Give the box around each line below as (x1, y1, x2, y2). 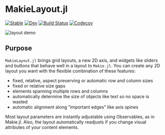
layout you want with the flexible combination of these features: (5, 68, 136, 74)
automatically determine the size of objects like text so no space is (12, 93, 150, 99)
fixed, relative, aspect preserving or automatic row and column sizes (12, 77, 154, 83)
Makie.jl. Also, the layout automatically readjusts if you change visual (5, 119, 147, 125)
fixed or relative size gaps (12, 83, 66, 89)
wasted (12, 99, 28, 105)
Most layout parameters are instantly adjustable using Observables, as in (5, 114, 155, 120)
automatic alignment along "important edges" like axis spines (12, 104, 139, 110)
